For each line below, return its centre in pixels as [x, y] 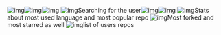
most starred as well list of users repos [71, 25]
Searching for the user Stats [143, 10]
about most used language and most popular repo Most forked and [110, 17]
